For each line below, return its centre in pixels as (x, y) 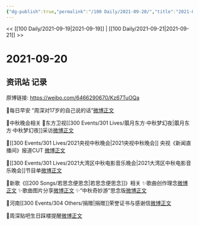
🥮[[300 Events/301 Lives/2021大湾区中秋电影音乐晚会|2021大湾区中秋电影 (96, 163)
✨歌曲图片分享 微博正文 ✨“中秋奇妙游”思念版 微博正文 (82, 190)
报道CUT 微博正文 (44, 150)
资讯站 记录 (27, 82)
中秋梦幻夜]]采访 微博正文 (43, 130)
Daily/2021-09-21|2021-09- (156, 28)
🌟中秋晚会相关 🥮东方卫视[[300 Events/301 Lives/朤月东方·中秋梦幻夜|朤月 (95, 123)
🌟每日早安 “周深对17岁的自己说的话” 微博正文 (60, 110)
